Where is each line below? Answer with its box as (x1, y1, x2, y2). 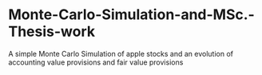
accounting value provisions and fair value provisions (8, 57, 184, 67)
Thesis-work (8, 22, 96, 41)
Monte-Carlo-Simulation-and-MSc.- (8, 6, 256, 24)
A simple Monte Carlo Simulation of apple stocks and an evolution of (8, 49, 234, 58)
